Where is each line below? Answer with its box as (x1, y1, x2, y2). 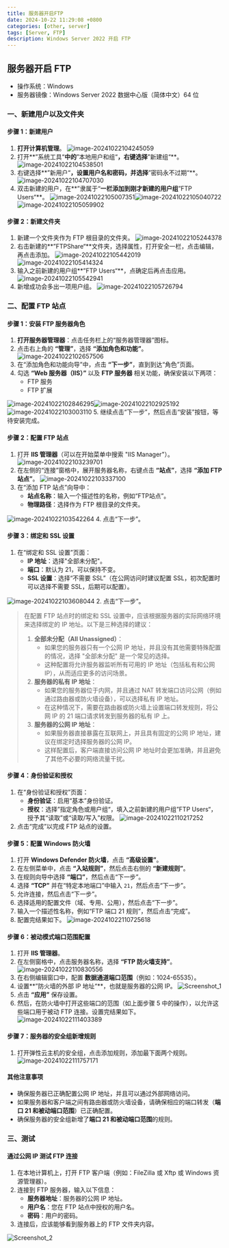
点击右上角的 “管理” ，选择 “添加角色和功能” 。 (16, 345, 148, 353)
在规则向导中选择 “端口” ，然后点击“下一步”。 (16, 873, 145, 881)
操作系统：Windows (16, 82, 74, 90)
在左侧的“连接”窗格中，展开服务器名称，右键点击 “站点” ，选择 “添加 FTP (16, 466, 222, 474)
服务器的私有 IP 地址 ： (33, 677, 97, 686)
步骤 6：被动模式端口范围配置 (7, 932, 91, 940)
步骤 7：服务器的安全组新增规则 (7, 1032, 96, 1040)
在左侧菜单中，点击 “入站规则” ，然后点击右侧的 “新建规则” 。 (16, 864, 189, 873)
